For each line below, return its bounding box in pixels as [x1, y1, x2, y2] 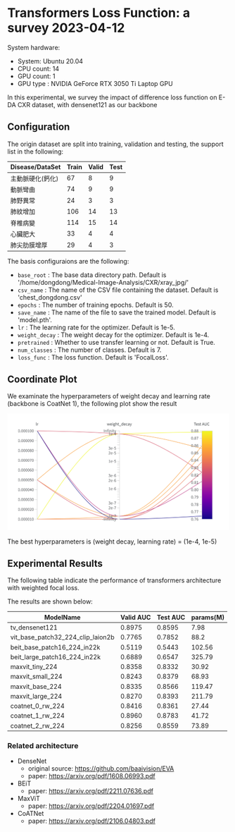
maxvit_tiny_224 [10, 663, 58, 671]
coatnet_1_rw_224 [10, 711, 65, 720]
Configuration [7, 121, 70, 133]
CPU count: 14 [17, 64, 60, 73]
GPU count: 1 [17, 72, 56, 80]
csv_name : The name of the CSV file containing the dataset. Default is [17, 286, 219, 294]
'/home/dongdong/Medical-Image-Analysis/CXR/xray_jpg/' [17, 278, 189, 286]
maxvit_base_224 [10, 682, 62, 690]
